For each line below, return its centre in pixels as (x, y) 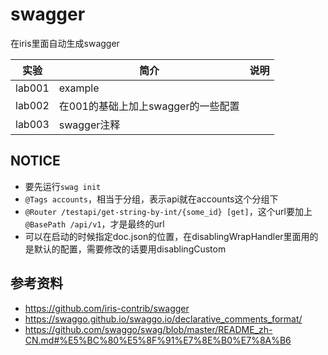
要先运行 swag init (63, 186)
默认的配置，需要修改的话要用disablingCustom (130, 249)
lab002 (32, 105)
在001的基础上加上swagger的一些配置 (149, 106)
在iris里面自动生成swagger (65, 43)
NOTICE (35, 161)
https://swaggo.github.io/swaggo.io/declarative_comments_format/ (163, 319)
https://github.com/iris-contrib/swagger (107, 308)
